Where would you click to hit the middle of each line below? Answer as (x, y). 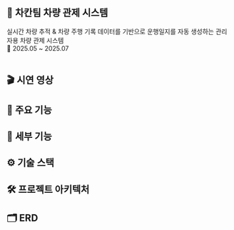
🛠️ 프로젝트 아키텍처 (48, 189)
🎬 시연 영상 (30, 80)
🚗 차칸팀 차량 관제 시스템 (57, 13)
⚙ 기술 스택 (31, 163)
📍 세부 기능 (30, 136)
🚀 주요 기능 (30, 110)
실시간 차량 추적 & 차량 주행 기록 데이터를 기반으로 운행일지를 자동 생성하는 (111, 31)
